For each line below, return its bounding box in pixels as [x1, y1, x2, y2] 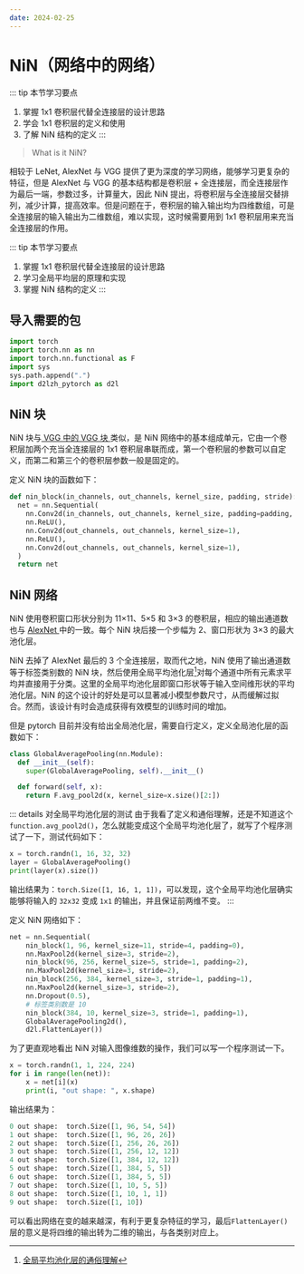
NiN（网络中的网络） [9, 55, 166, 75]
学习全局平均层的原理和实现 [22, 272, 127, 283]
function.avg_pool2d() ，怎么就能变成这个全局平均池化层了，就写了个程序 [9, 820, 285, 831]
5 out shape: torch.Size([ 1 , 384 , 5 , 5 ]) [9, 1164, 172, 1173]
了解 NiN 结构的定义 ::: [22, 129, 107, 140]
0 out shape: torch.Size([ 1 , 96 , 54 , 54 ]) [9, 1122, 176, 1131]
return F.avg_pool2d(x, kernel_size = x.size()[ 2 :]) [25, 791, 221, 801]
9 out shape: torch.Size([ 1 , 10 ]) [9, 1198, 144, 1207]
